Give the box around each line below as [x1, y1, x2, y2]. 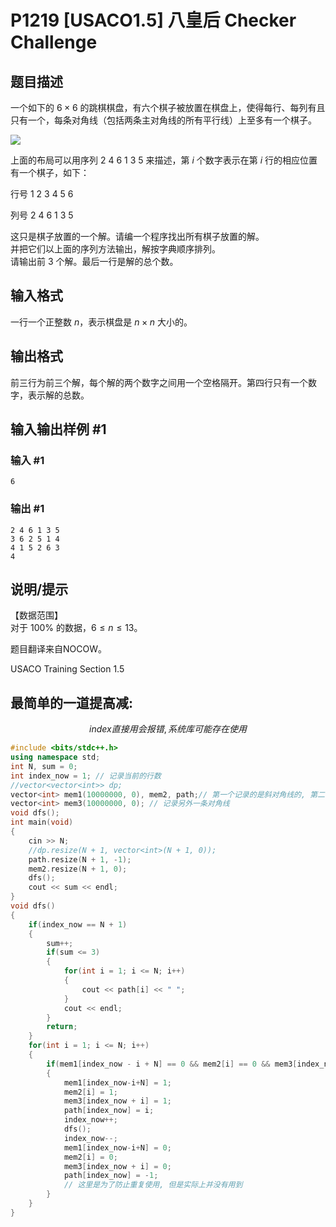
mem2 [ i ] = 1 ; [63, 1087, 118, 1097]
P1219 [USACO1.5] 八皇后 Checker [10, 9, 297, 32]
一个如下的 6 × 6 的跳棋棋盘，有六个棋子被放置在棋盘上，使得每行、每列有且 [10, 102, 326, 113]
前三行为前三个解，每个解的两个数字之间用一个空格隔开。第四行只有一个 [10, 376, 308, 388]
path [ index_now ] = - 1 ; [63, 1171, 159, 1181]
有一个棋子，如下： [10, 167, 90, 178]
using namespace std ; [10, 752, 101, 763]
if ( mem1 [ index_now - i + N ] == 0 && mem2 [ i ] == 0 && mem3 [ [46, 1059, 298, 1069]
